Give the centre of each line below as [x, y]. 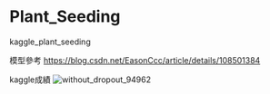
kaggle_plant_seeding [50, 42]
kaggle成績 [30, 80]
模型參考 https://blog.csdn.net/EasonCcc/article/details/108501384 [135, 60]
